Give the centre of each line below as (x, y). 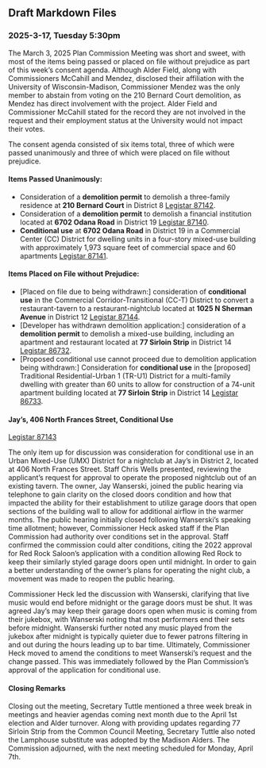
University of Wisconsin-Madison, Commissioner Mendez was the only (124, 86)
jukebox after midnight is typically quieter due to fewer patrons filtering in (128, 636)
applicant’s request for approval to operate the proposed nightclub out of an (132, 478)
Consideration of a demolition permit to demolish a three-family (125, 197)
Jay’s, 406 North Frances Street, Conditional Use (91, 419)
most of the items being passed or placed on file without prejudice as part (129, 61)
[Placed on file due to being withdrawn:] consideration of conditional (133, 292)
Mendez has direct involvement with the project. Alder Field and (113, 103)
